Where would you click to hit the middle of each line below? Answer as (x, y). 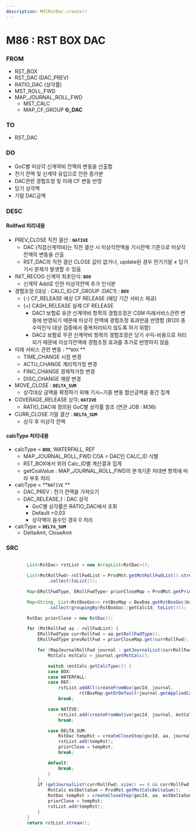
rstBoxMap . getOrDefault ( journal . (120, 694)
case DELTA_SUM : (67, 731)
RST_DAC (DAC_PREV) (41, 78)
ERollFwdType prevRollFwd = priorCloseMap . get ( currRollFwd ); (113, 640)
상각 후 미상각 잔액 (44, 421)
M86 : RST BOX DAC (56, 40)
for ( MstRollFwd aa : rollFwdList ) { (73, 629)
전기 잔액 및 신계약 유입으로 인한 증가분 (59, 174)
